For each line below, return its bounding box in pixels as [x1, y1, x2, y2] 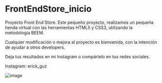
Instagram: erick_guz [5, 63, 47, 69]
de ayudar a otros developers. [5, 44, 66, 50]
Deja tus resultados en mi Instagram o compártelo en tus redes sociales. [5, 53, 150, 59]
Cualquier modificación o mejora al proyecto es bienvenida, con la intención [5, 39, 157, 45]
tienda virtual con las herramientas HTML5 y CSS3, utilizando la [5, 24, 133, 30]
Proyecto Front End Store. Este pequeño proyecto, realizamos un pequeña [5, 19, 154, 25]
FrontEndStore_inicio [5, 3, 92, 15]
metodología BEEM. [5, 30, 45, 35]
